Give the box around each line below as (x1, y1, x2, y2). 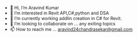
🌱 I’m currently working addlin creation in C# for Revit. (10, 15, 122, 21)
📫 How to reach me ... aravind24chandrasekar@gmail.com (10, 26, 133, 32)
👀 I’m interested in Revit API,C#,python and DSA (10, 10, 109, 16)
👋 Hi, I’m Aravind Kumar (10, 5, 59, 10)
